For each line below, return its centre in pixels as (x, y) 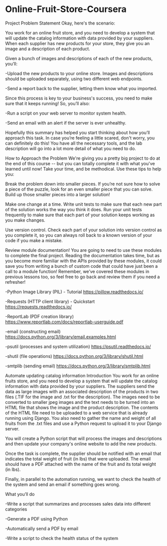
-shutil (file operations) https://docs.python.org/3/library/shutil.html (74, 356)
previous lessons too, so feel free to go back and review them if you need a (83, 277)
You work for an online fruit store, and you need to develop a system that (80, 33)
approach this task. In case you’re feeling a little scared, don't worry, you (80, 138)
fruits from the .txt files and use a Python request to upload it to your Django (83, 423)
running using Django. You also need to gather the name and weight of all (81, 418)
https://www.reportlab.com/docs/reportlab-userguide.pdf (64, 322)
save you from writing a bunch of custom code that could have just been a (82, 266)
